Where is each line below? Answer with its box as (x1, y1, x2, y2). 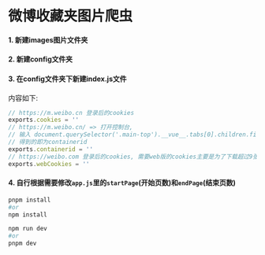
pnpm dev (8, 239, 37, 248)
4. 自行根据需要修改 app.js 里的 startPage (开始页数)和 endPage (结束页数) (8, 178, 237, 187)
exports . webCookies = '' (8, 160, 90, 168)
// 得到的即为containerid (8, 139, 88, 146)
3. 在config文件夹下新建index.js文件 (8, 74, 127, 83)
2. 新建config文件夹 (8, 54, 73, 64)
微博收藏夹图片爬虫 (8, 7, 133, 25)
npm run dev (8, 225, 47, 233)
